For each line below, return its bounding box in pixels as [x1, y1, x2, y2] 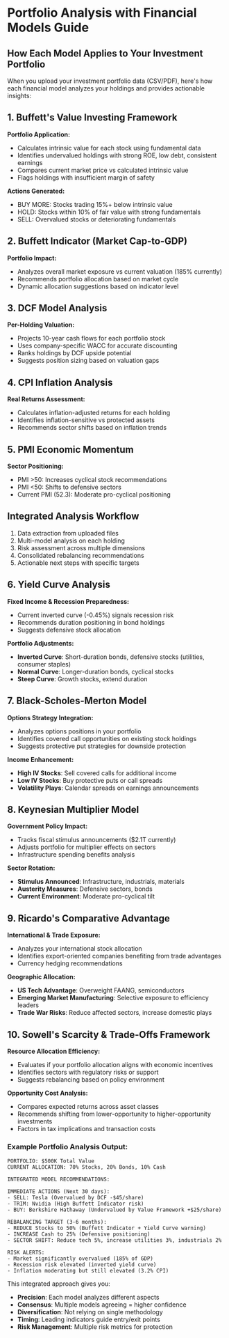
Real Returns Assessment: [7, 395, 85, 403]
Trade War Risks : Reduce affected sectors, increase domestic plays [17, 1009, 212, 1017]
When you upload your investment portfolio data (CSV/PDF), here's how [7, 77, 213, 85]
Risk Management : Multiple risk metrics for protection [17, 1323, 173, 1331]
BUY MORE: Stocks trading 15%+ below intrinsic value [17, 200, 173, 208]
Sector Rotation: [7, 864, 56, 872]
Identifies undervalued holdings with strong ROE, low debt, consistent [17, 151, 217, 160]
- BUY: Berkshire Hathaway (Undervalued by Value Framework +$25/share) [7, 1206, 222, 1213]
